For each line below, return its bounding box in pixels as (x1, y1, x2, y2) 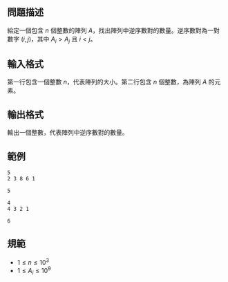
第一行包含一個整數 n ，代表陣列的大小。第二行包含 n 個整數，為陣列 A (7, 78, 207, 86)
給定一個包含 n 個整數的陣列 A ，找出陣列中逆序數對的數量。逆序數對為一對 (7, 26, 220, 35)
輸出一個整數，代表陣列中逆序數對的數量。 (7, 129, 129, 137)
